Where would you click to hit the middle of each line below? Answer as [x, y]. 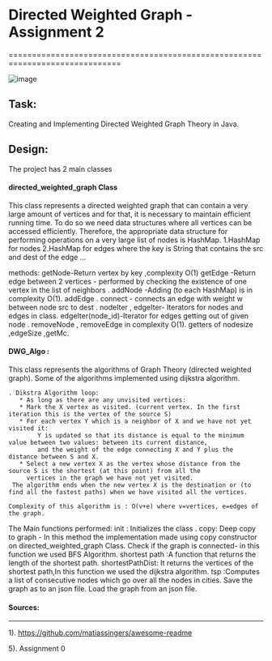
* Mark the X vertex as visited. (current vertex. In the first [130, 407]
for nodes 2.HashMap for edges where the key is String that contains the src [136, 248]
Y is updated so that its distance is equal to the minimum [141, 435]
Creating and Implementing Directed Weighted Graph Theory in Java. [124, 124]
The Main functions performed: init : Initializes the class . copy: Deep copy [132, 528]
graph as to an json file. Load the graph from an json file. [103, 588]
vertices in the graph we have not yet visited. [110, 478]
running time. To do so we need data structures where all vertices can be [130, 222]
